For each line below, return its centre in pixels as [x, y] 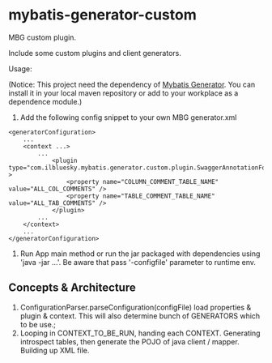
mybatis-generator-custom [102, 15]
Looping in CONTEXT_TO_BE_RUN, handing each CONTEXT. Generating [140, 333]
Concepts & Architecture [72, 288]
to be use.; [38, 324]
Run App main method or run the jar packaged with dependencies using [140, 254]
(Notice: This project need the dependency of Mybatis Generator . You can [132, 84]
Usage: [20, 68]
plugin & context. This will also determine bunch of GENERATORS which [140, 316]
